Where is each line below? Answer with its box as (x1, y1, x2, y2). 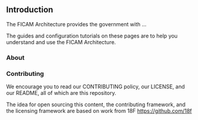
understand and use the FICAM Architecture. (6, 38, 116, 45)
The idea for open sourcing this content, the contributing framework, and (6, 101, 186, 108)
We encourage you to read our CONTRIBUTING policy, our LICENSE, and (6, 83, 185, 90)
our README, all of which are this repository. (6, 90, 116, 97)
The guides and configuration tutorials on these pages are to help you (6, 32, 178, 39)
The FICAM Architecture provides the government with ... (6, 20, 147, 27)
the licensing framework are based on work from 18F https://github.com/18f (6, 107, 192, 115)
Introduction (6, 5, 54, 15)
